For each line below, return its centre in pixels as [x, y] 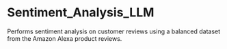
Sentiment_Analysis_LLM [81, 13]
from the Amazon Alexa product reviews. [65, 38]
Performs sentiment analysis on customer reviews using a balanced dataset [114, 31]
